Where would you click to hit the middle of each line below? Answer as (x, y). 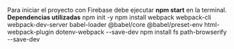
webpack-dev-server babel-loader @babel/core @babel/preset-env (105, 24)
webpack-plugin (31, 32)
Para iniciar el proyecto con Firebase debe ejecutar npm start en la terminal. (117, 10)
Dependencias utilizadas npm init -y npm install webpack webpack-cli (109, 17)
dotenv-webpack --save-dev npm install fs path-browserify (141, 32)
